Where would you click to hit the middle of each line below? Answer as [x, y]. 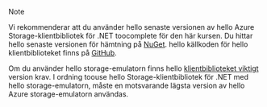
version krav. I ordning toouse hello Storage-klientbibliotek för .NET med [128, 77]
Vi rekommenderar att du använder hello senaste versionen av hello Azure [131, 27]
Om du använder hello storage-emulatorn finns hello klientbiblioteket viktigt [134, 68]
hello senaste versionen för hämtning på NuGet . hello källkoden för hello [128, 44]
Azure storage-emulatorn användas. [69, 94]
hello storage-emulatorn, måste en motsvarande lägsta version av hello [127, 85]
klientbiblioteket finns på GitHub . [63, 53]
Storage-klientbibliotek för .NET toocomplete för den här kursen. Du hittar [131, 36]
